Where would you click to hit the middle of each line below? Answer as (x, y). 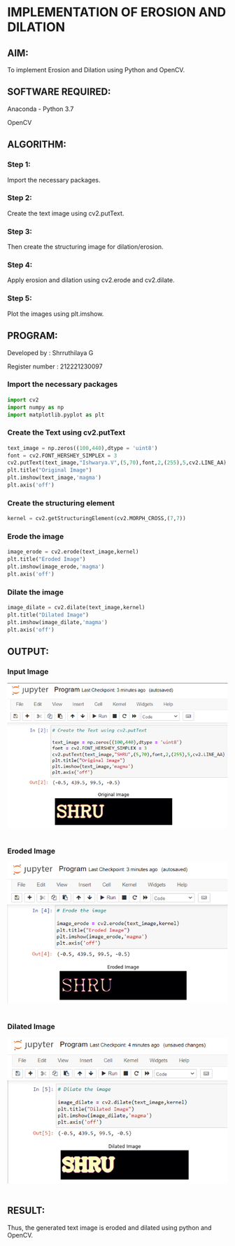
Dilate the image (36, 592)
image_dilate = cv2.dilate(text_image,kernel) (76, 608)
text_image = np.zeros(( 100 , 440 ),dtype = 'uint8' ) (83, 448)
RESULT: (26, 1211)
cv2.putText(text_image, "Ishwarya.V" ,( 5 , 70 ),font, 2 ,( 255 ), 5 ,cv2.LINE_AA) (117, 463)
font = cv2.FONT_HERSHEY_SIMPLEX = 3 (62, 456)
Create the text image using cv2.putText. (66, 213)
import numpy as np (36, 407)
